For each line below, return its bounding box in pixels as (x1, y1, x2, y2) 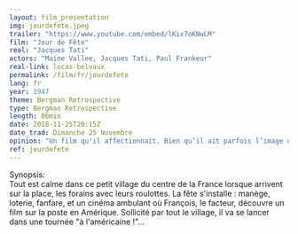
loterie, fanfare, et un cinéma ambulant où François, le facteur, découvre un (9, 197, 286, 208)
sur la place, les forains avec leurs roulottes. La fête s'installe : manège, (9, 188, 271, 199)
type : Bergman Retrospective (9, 104, 117, 113)
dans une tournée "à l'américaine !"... (9, 216, 145, 227)
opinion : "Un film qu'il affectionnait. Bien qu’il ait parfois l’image (9, 136, 284, 145)
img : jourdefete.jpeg (9, 21, 90, 30)
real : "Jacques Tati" (9, 46, 90, 55)
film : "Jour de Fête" (9, 37, 90, 47)
